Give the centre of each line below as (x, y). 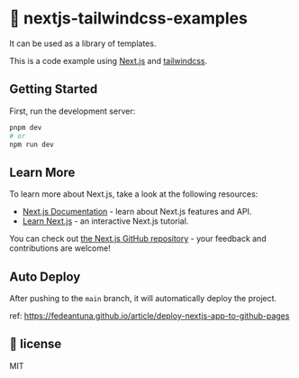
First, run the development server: (72, 111)
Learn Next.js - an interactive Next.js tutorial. (105, 221)
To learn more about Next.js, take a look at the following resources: (134, 194)
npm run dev (32, 144)
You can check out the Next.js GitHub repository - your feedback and (138, 239)
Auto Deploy (45, 277)
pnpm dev (26, 127)
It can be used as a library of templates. (83, 43)
